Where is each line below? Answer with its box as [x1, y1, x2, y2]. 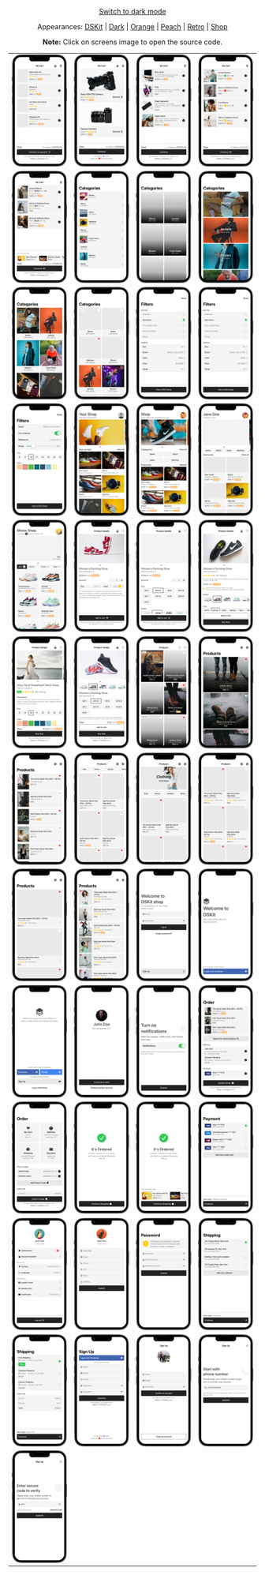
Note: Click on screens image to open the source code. [42, 37, 223, 47]
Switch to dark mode [98, 7, 167, 16]
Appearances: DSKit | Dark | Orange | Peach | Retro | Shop [37, 22, 228, 31]
